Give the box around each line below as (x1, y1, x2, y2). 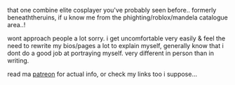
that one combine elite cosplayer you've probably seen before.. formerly (7, 6, 217, 14)
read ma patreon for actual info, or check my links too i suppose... (7, 70, 198, 78)
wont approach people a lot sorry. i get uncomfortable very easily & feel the (7, 34, 226, 42)
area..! (7, 21, 26, 29)
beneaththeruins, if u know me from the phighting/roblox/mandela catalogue (7, 13, 228, 22)
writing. (7, 56, 29, 65)
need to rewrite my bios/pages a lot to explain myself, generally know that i (7, 42, 224, 49)
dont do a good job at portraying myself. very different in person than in (7, 49, 215, 57)
